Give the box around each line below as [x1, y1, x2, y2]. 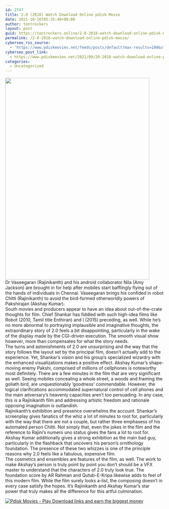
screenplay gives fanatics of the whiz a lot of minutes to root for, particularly [5, 413, 163, 419]
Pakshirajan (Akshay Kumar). [5, 301, 65, 307]
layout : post [5, 26, 33, 31]
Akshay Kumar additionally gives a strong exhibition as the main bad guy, [5, 435, 157, 441]
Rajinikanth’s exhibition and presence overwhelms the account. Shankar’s [5, 408, 157, 414]
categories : [5, 59, 30, 64]
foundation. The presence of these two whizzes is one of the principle [5, 445, 151, 451]
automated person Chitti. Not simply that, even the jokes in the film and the [5, 424, 160, 430]
